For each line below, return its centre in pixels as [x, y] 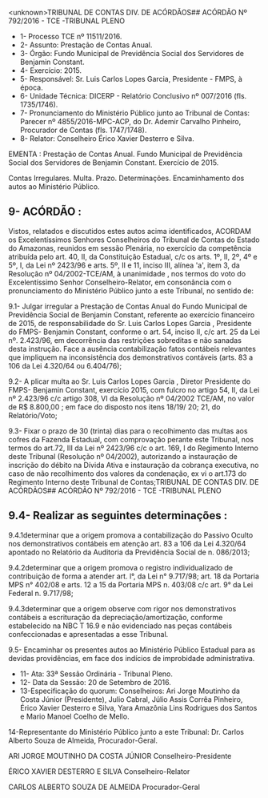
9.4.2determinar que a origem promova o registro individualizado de [121, 567]
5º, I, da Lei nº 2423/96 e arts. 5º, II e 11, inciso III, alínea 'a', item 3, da [124, 265]
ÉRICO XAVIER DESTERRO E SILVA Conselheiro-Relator [99, 771]
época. [31, 87]
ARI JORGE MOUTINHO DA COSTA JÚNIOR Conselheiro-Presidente [120, 756]
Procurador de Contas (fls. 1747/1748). [83, 130]
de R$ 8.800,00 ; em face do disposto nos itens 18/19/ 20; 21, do [114, 407]
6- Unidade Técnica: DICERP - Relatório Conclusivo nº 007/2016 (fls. [133, 96]
